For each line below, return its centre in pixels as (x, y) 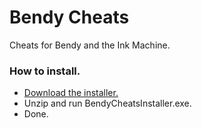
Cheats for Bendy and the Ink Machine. (90, 45)
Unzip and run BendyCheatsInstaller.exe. (107, 103)
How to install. (45, 71)
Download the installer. (71, 93)
